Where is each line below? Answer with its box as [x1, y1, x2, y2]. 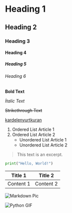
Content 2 [35, 180, 58, 187]
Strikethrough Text [5, 107, 42, 113]
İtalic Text [5, 98, 25, 104]
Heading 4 [5, 50, 27, 56]
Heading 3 [5, 38, 30, 45]
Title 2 [38, 172, 54, 179]
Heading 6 [5, 73, 26, 79]
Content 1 [7, 180, 31, 187]
